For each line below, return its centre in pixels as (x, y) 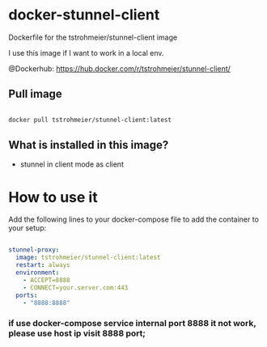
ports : (27, 295)
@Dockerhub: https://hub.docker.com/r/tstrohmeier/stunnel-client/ (119, 68)
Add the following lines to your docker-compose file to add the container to (133, 219)
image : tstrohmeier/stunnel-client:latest (88, 258)
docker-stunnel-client (84, 15)
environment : (38, 273)
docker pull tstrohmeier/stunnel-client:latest (90, 120)
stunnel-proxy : (34, 250)
